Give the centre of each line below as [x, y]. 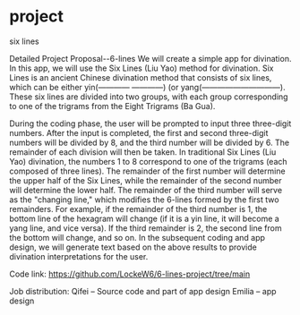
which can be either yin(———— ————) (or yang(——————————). [147, 87]
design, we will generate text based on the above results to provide [133, 247]
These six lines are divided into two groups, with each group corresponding [149, 97]
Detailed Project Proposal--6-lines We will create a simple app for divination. [150, 58]
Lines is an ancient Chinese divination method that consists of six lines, [141, 77]
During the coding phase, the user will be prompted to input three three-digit [150, 123]
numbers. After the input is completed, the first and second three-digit [139, 132]
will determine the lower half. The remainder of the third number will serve [146, 190]
